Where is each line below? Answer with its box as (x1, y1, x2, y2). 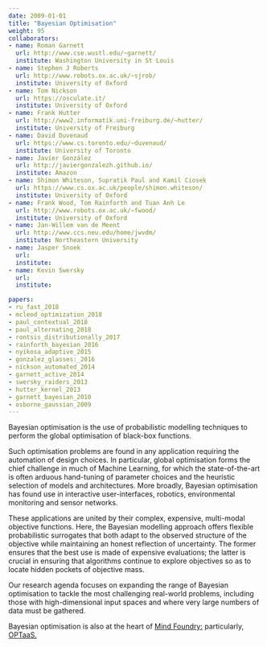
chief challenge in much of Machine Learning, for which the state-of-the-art (8, 464, 261, 473)
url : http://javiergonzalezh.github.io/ (15, 162, 153, 170)
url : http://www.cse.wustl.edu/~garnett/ (15, 49, 157, 57)
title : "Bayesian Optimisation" (8, 19, 117, 27)
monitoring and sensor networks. (8, 498, 118, 508)
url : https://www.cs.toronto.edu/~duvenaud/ (15, 138, 167, 147)
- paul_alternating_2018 (8, 325, 92, 334)
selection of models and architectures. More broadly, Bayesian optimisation (8, 480, 258, 491)
